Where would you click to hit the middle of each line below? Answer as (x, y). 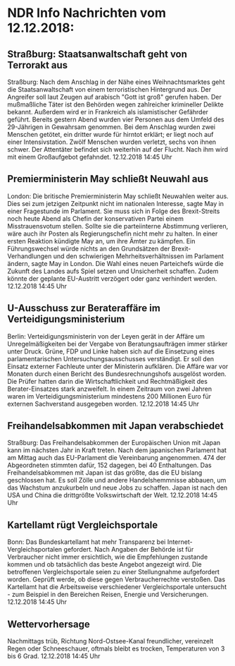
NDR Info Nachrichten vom (87, 13)
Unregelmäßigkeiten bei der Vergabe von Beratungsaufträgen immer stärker (118, 344)
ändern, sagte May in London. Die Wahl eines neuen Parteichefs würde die (115, 263)
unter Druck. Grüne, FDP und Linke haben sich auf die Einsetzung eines (111, 351)
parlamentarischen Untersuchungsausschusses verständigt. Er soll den (111, 358)
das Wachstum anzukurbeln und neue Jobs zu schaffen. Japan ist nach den (118, 488)
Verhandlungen (30, 256)
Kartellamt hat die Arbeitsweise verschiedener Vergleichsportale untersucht (117, 587)
